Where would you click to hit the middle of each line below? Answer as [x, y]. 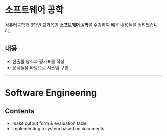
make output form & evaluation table [49, 123]
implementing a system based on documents [58, 128]
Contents [20, 111]
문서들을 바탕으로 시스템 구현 [40, 67]
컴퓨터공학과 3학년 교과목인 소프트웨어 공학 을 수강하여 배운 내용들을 [71, 25]
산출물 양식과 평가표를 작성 [38, 61]
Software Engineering [51, 92]
